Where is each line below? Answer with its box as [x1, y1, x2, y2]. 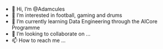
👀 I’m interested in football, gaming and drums [11, 12, 122, 19]
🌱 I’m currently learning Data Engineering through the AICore [11, 18, 158, 24]
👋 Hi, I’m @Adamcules [11, 6, 65, 12]
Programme [11, 24, 40, 31]
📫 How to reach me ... [11, 37, 66, 44]
